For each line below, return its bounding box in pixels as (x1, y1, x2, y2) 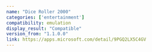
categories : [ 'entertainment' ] (6, 14, 85, 20)
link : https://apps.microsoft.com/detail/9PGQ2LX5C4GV (6, 36, 147, 42)
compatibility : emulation (6, 20, 71, 26)
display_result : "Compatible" (6, 25, 82, 32)
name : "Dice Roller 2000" (6, 8, 71, 15)
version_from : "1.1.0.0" (6, 31, 68, 37)
